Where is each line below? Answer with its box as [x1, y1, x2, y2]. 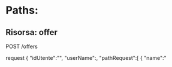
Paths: [5, 4, 38, 17]
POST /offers [5, 43, 38, 50]
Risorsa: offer [5, 27, 58, 37]
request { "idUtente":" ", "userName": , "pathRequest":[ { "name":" [5, 55, 167, 61]
